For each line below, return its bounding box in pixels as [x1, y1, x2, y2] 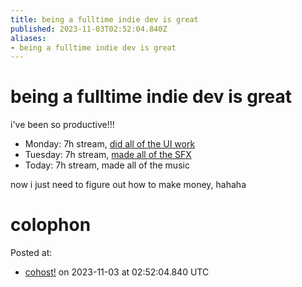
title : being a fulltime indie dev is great [10, 14, 199, 25]
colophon [10, 214, 92, 236]
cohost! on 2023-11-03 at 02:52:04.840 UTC [24, 266, 210, 278]
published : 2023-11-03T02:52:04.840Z [10, 24, 168, 34]
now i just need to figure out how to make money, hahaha [10, 179, 247, 191]
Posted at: [10, 247, 53, 259]
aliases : [10, 33, 47, 43]
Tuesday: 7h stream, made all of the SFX [24, 149, 192, 161]
